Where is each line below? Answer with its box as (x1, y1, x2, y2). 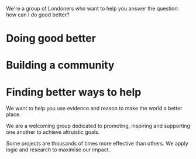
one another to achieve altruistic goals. (6, 128, 100, 136)
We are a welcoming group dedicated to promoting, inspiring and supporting (6, 123, 191, 130)
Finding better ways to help (6, 85, 142, 99)
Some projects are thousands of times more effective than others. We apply (6, 140, 188, 147)
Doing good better (6, 32, 97, 45)
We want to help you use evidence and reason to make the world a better (6, 105, 183, 112)
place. (6, 111, 22, 118)
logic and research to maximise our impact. (6, 146, 111, 153)
